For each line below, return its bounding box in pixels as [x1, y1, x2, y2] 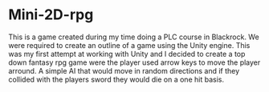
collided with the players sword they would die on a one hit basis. [8, 74, 225, 84]
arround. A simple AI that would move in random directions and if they [8, 66, 240, 75]
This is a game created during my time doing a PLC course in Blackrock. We [8, 32, 259, 42]
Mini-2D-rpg [8, 6, 94, 24]
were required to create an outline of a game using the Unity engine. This [8, 40, 251, 50]
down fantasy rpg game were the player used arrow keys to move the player [8, 58, 261, 67]
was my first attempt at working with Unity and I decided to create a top [8, 49, 246, 58]
